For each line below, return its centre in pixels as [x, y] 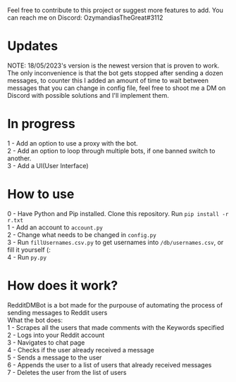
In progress [41, 124]
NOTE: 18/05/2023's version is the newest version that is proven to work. [113, 65]
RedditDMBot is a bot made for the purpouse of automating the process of [115, 305]
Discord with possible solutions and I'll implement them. [88, 95]
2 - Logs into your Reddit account [56, 335]
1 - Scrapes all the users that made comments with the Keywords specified [116, 327]
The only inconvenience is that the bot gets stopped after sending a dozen [115, 72]
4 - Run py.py [27, 257]
